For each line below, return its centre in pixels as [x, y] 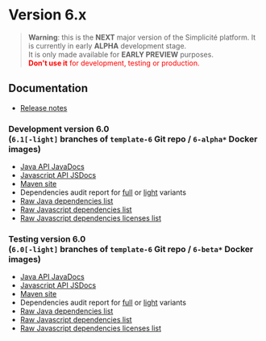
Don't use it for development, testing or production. [114, 63]
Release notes [44, 107]
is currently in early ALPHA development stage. [107, 45]
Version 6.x [48, 15]
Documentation [48, 88]
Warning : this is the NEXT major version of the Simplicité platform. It [142, 37]
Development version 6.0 [59, 128]
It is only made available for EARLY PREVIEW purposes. [121, 54]
